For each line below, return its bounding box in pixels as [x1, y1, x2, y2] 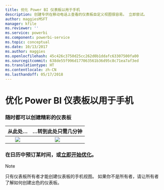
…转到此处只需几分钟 [32, 128, 83, 135]
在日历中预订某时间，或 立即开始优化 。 [5, 151, 97, 158]
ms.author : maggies [5, 49, 46, 54]
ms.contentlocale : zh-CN [5, 68, 57, 73]
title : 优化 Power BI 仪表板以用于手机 [5, 7, 81, 12]
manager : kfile [5, 21, 37, 26]
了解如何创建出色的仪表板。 [5, 180, 62, 186]
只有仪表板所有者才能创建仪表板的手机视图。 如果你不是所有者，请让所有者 [5, 173, 159, 179]
